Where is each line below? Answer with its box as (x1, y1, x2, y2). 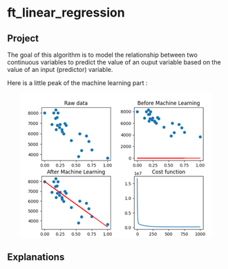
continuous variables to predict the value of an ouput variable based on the (7, 58, 221, 66)
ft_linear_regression (7, 5, 126, 21)
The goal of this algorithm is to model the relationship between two (7, 50, 198, 59)
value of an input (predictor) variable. (7, 66, 113, 73)
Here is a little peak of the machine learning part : (7, 79, 148, 87)
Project (7, 33, 39, 44)
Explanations (7, 251, 65, 263)
